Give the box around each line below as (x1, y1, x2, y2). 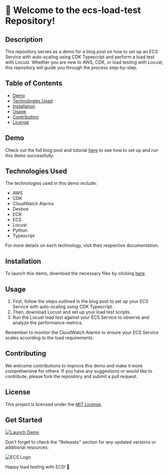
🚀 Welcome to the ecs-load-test (5, 5, 141, 16)
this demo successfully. (5, 152, 54, 158)
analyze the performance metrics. (12, 320, 83, 326)
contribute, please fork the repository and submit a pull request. (5, 373, 138, 379)
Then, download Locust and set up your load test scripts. (12, 309, 131, 315)
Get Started (5, 416, 42, 424)
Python (12, 227, 28, 233)
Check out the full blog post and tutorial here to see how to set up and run (5, 147, 158, 153)
